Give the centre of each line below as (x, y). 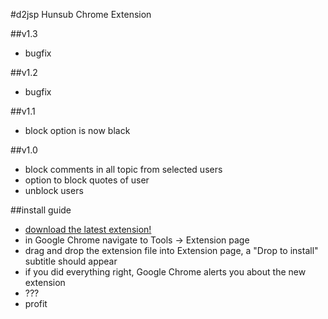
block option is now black (77, 130)
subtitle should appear (71, 261)
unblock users (54, 190)
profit (36, 303)
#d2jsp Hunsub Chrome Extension (81, 14)
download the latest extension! (88, 229)
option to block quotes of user (87, 180)
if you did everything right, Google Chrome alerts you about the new (165, 272)
